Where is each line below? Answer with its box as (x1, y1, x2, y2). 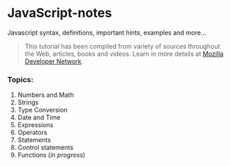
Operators (17, 129, 47, 137)
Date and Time (17, 113, 61, 121)
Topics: (7, 74, 34, 84)
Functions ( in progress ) (17, 150, 86, 160)
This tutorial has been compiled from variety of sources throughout (24, 42, 220, 50)
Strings (17, 98, 39, 107)
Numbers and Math (17, 90, 74, 100)
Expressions (17, 121, 54, 129)
